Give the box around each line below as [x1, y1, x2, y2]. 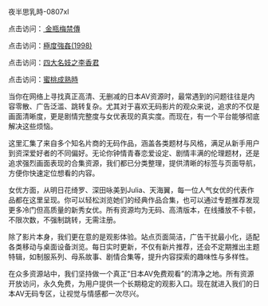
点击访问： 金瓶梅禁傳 [8, 24, 81, 33]
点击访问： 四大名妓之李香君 [8, 58, 100, 67]
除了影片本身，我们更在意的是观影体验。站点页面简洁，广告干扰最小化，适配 [8, 232, 260, 241]
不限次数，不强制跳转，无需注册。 [8, 215, 120, 225]
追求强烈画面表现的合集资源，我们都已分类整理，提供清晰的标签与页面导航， [8, 159, 260, 167]
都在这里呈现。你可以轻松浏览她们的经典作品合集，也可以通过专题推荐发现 [14, 195, 260, 205]
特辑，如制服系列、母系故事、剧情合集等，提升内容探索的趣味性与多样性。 [8, 252, 253, 261]
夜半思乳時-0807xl [8, 7, 69, 16]
